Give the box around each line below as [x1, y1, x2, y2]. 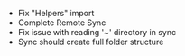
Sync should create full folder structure [17, 36, 164, 47]
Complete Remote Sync [17, 17, 106, 28]
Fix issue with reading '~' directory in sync [17, 27, 177, 37]
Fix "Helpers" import [17, 8, 95, 18]
